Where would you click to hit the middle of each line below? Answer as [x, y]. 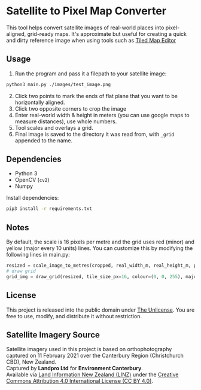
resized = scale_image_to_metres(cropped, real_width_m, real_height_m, [99, 266]
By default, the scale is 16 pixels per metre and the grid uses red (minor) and [100, 242]
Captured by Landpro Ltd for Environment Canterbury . [75, 368]
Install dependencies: [33, 198]
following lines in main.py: [38, 255]
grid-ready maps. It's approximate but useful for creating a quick [107, 33]
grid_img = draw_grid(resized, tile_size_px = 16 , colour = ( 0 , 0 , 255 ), [95, 276]
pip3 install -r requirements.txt [49, 209]
